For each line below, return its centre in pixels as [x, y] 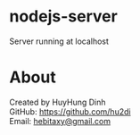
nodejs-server [63, 17]
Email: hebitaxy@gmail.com [60, 121]
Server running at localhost [59, 41]
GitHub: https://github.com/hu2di [70, 111]
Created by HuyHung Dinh [58, 102]
